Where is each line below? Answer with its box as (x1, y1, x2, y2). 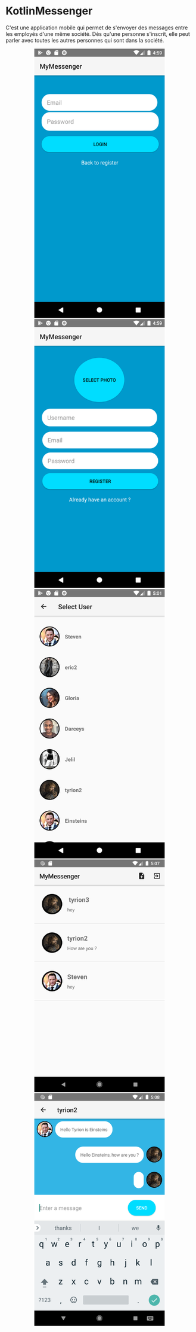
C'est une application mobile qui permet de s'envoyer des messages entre (5, 24, 188, 31)
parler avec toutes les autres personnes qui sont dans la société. (5, 37, 164, 44)
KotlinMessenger (5, 4, 93, 18)
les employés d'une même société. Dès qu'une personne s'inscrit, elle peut (5, 30, 190, 37)
